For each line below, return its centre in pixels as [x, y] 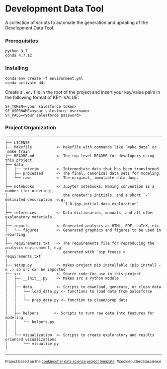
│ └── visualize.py [32, 344]
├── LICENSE [17, 143]
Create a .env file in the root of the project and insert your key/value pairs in [83, 92]
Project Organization [31, 128]
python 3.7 [16, 51]
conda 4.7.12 [19, 55]
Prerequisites [22, 40]
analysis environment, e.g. [34, 248]
